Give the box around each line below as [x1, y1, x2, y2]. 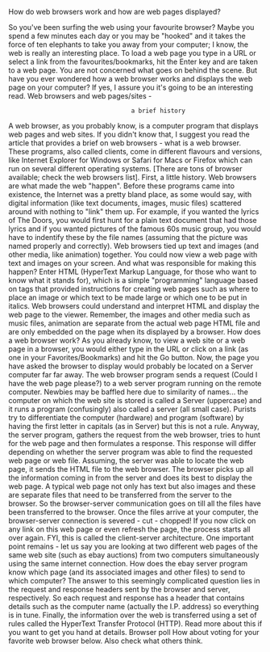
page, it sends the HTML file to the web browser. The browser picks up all [8, 465, 254, 473]
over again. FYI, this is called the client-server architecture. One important [8, 533, 254, 542]
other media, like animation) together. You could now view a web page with [8, 250, 258, 259]
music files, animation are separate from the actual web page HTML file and [8, 318, 260, 328]
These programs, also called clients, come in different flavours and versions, [8, 147, 263, 156]
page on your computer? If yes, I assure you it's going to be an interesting [8, 82, 254, 92]
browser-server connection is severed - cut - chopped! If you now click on [8, 516, 256, 525]
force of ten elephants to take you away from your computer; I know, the [8, 40, 248, 49]
